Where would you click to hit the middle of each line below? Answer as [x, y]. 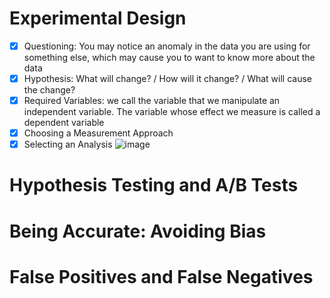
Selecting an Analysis [68, 144]
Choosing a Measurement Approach [98, 133]
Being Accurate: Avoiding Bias [138, 231]
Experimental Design [98, 18]
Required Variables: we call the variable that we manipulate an [152, 101]
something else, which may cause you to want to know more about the [169, 57]
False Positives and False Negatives [161, 276]
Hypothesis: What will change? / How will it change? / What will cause [167, 78]
